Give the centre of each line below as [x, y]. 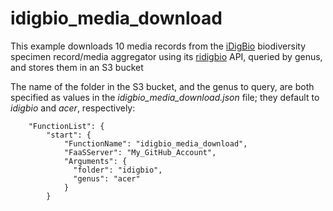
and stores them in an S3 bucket [77, 67]
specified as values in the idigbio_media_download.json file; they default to [165, 97]
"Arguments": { [95, 161]
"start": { [69, 135]
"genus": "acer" [107, 178]
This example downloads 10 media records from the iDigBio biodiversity [158, 46]
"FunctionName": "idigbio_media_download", [155, 143]
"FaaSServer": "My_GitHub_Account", [140, 152]
